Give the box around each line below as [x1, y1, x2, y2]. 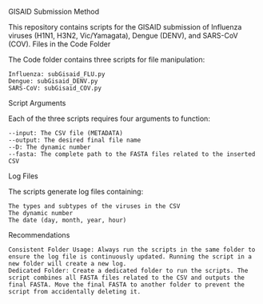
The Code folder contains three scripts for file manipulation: [8, 55, 205, 64]
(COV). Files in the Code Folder [8, 39, 111, 49]
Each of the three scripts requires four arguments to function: [8, 114, 210, 123]
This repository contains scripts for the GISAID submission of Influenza [8, 22, 242, 31]
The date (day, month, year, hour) [8, 216, 127, 224]
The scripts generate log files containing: [8, 187, 144, 196]
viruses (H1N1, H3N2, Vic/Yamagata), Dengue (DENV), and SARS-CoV [8, 31, 238, 40]
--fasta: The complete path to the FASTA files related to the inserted [8, 150, 256, 158]
